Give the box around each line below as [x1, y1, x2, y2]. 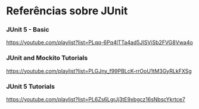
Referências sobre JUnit [6, 4, 128, 18]
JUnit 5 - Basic [6, 26, 49, 34]
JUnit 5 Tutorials [6, 82, 55, 91]
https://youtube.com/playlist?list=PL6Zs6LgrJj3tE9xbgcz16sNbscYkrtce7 [6, 96, 186, 103]
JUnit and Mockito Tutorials [6, 54, 88, 62]
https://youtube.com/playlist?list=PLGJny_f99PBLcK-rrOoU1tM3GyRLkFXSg [6, 67, 192, 74]
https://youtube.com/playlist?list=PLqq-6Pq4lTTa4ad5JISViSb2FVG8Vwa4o [6, 39, 194, 46]
